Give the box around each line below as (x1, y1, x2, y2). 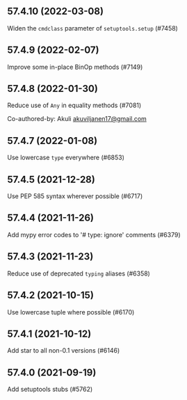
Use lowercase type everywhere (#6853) (7, 153, 125, 162)
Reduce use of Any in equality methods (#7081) (7, 101, 142, 110)
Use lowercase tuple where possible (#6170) (7, 307, 135, 316)
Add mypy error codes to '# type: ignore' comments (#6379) (7, 230, 181, 239)
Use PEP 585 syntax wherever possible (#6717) (7, 192, 143, 200)
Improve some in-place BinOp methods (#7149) (7, 63, 143, 71)
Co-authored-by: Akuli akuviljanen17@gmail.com (7, 115, 147, 123)
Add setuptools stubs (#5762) (7, 385, 93, 394)
